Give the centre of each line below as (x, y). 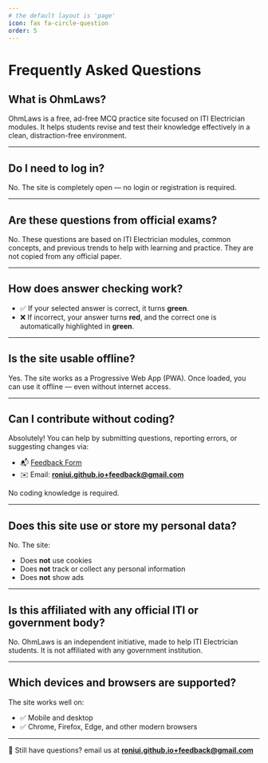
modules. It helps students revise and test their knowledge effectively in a (129, 127)
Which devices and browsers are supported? (122, 683)
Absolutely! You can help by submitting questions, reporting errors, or (123, 438)
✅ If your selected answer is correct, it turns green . (104, 308)
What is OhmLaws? (57, 99)
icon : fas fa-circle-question (59, 23)
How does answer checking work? (96, 289)
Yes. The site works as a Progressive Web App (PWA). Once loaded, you (127, 378)
